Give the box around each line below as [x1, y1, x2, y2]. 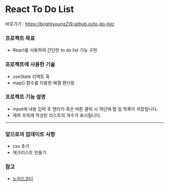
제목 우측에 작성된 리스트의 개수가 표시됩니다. [12, 112, 102, 118]
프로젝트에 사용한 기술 [5, 61, 55, 68]
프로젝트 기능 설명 [5, 93, 46, 100]
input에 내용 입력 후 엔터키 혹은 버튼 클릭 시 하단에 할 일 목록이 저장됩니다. [12, 106, 158, 112]
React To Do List [5, 4, 74, 15]
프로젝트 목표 [5, 34, 35, 41]
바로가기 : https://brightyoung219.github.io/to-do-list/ [5, 21, 115, 27]
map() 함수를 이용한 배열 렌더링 [12, 80, 75, 86]
